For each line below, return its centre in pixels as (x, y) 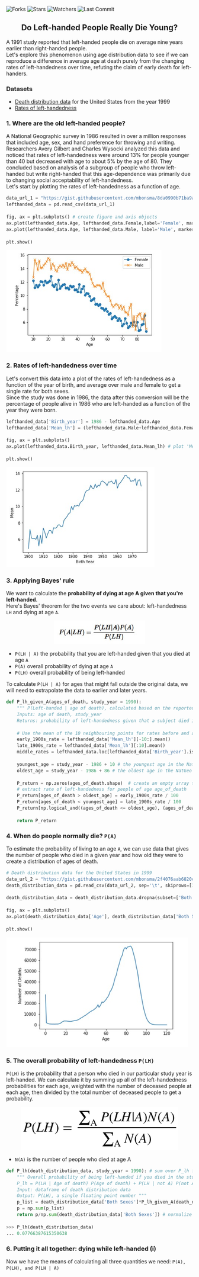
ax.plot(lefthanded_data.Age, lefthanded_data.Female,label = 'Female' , (95, 223)
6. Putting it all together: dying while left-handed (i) (81, 1249)
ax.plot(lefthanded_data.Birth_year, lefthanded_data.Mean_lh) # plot (95, 447)
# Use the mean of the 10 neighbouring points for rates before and (103, 733)
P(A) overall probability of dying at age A (64, 666)
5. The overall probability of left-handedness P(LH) (80, 1060)
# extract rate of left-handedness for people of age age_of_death (102, 790)
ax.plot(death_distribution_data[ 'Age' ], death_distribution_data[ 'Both (98, 917)
